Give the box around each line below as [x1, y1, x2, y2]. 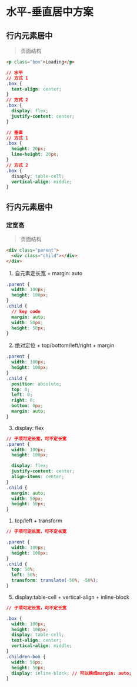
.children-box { [6, 653, 46, 659]
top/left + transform [14, 517, 63, 524]
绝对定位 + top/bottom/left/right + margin [14, 342, 115, 349]
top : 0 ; [11, 386, 31, 392]
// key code [11, 308, 41, 315]
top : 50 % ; [11, 566, 35, 572]
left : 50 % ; [11, 572, 38, 578]
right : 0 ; [11, 398, 35, 403]
